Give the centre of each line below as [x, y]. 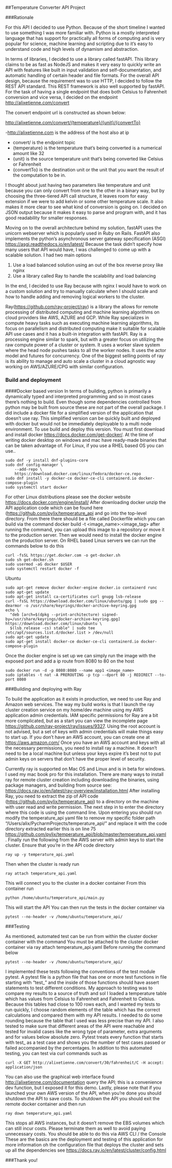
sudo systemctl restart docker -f [42, 569]
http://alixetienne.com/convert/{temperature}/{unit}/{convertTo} [73, 122]
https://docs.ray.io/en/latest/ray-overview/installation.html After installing [83, 791]
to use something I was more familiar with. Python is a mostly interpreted [82, 33]
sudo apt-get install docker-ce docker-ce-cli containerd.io [72, 642]
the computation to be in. [39, 175]
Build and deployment [33, 380]
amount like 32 [28, 153]
